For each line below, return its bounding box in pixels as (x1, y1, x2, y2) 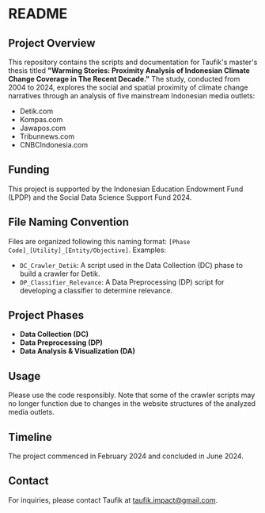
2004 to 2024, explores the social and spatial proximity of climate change (8, 82, 248, 92)
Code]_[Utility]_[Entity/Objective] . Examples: (8, 245, 167, 255)
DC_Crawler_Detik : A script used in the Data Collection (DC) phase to (19, 260, 244, 270)
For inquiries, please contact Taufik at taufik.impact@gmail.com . (8, 495, 218, 504)
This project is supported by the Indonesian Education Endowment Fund (8, 184, 244, 193)
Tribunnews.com (19, 132, 75, 141)
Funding (8, 163, 50, 177)
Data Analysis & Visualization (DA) (19, 346, 136, 356)
